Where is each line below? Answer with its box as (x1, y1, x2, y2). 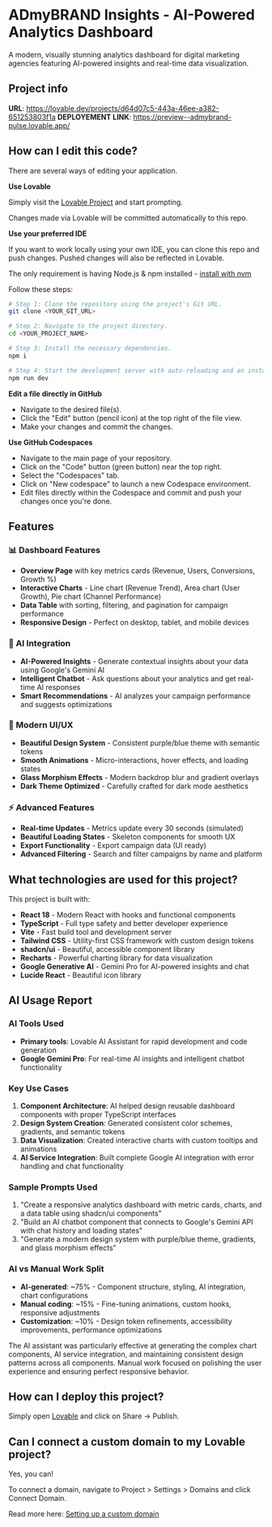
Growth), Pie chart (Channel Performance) (19, 592, 162, 602)
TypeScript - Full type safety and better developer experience (19, 918, 228, 928)
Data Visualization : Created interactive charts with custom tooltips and (19, 1135, 258, 1145)
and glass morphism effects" (19, 1243, 117, 1253)
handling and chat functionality (19, 1161, 124, 1171)
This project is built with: (8, 894, 91, 903)
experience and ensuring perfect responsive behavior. (8, 1366, 189, 1376)
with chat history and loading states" (19, 1226, 143, 1236)
